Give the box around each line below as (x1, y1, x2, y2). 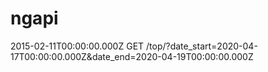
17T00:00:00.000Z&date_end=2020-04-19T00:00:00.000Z (10, 50, 254, 62)
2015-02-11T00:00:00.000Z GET (10, 40, 145, 52)
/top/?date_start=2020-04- (146, 40, 258, 52)
